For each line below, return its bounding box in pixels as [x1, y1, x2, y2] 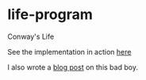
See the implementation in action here [7, 47, 132, 56]
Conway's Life [7, 32, 55, 41]
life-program [7, 6, 93, 24]
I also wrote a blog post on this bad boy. [7, 62, 138, 72]
